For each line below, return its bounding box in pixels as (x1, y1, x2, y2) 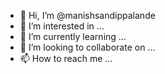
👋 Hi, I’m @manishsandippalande (19, 10, 156, 21)
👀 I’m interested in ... (19, 20, 105, 32)
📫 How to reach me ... (19, 53, 113, 64)
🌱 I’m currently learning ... (19, 31, 127, 42)
